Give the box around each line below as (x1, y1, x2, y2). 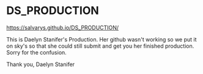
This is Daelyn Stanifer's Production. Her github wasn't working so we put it (6, 35, 197, 43)
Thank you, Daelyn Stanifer (6, 61, 75, 68)
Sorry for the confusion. (6, 48, 67, 56)
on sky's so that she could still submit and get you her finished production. (6, 42, 194, 50)
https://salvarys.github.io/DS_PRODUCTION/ (6, 24, 119, 31)
